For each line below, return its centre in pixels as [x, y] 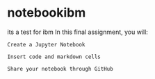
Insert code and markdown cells [54, 57]
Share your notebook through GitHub [60, 69]
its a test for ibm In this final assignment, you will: [77, 32]
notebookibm [47, 13]
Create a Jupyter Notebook [46, 44]
